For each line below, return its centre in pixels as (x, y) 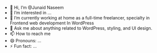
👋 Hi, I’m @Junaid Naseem (37, 8)
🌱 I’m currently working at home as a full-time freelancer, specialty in (80, 18)
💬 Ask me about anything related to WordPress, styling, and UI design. (81, 28)
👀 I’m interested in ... (31, 13)
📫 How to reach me (30, 34)
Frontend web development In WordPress (52, 23)
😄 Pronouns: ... (26, 41)
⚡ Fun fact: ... (23, 46)
